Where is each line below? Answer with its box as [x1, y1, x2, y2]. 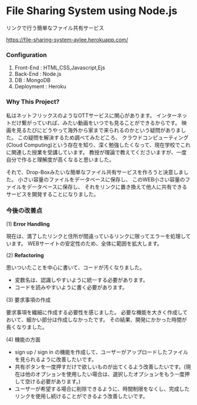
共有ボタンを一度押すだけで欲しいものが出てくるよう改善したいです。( [14, 363, 186, 370]
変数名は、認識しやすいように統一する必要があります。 [14, 276, 148, 283]
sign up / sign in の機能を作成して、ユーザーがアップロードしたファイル [14, 348, 188, 356]
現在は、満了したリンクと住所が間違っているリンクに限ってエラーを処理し [6, 233, 186, 240]
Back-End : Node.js [14, 71, 62, 78]
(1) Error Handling [6, 220, 50, 227]
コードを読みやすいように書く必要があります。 [14, 284, 128, 291]
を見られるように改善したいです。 [14, 356, 97, 363]
